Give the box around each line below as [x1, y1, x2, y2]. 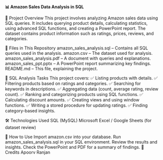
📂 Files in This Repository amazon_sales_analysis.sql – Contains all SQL [5, 45, 148, 51]
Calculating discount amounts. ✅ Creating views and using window [5, 97, 140, 103]
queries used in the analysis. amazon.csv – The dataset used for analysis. [5, 50, 153, 56]
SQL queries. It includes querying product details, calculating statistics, [5, 20, 148, 26]
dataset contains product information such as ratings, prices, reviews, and [5, 31, 154, 36]
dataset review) [5, 125, 36, 130]
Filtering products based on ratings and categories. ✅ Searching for [5, 80, 141, 86]
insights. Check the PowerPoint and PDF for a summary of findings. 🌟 [5, 144, 145, 150]
